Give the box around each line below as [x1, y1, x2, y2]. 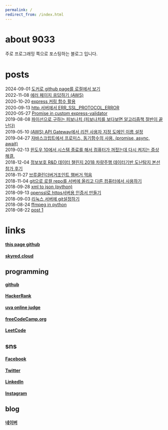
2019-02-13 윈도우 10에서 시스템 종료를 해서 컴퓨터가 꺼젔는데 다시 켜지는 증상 [5, 147, 159, 153]
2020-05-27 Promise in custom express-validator [5, 110, 108, 116]
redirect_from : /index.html [5, 12, 64, 17]
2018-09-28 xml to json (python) [5, 184, 73, 190]
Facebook [5, 356, 27, 362]
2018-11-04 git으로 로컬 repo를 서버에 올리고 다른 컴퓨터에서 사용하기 [5, 178, 142, 184]
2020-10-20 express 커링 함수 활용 [5, 98, 76, 104]
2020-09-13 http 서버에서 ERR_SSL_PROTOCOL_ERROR [5, 105, 119, 111]
